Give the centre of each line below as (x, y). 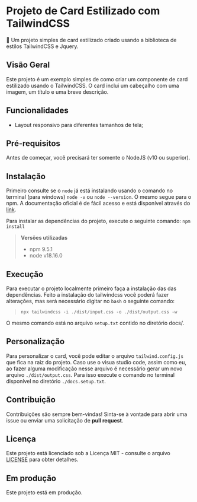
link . (11, 209)
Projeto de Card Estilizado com (83, 11)
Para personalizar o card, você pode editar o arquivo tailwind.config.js (95, 356)
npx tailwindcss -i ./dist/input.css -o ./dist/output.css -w (99, 312)
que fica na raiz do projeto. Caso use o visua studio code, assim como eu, (96, 362)
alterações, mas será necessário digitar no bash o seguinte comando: (91, 301)
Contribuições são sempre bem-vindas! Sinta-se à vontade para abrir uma (97, 414)
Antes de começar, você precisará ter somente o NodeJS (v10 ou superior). (98, 158)
